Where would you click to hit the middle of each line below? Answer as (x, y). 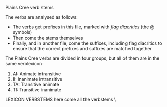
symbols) (22, 32)
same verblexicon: (25, 64)
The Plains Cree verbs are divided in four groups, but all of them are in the (82, 58)
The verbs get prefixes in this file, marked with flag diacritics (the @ (83, 27)
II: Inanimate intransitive (37, 79)
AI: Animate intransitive (37, 74)
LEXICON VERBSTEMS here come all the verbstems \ (61, 99)
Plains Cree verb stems (30, 7)
